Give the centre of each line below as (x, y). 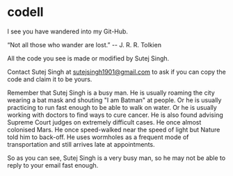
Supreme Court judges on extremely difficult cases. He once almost (104, 122)
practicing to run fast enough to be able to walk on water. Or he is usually (112, 107)
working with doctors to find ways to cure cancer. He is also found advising (115, 115)
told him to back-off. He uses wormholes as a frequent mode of (98, 137)
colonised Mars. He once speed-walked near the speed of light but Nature (114, 129)
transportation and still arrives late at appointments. (81, 144)
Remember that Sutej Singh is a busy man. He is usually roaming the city (111, 93)
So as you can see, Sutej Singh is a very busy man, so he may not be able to (116, 158)
